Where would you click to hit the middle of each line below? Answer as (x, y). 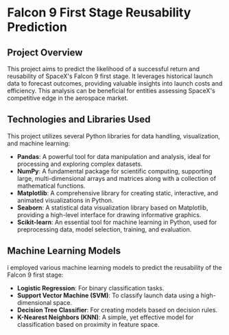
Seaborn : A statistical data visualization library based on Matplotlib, (112, 208)
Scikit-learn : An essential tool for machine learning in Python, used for (117, 222)
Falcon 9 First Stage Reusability (99, 13)
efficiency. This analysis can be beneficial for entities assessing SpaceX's (111, 91)
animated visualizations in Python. (65, 200)
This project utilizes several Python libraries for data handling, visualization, (114, 136)
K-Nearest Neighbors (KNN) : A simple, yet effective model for (105, 317)
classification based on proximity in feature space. (88, 324)
